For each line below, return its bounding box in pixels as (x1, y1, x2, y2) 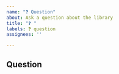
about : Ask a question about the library (6, 15, 114, 21)
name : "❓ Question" (6, 8, 56, 15)
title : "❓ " (6, 20, 37, 26)
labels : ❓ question (6, 25, 56, 32)
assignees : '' (6, 32, 43, 38)
